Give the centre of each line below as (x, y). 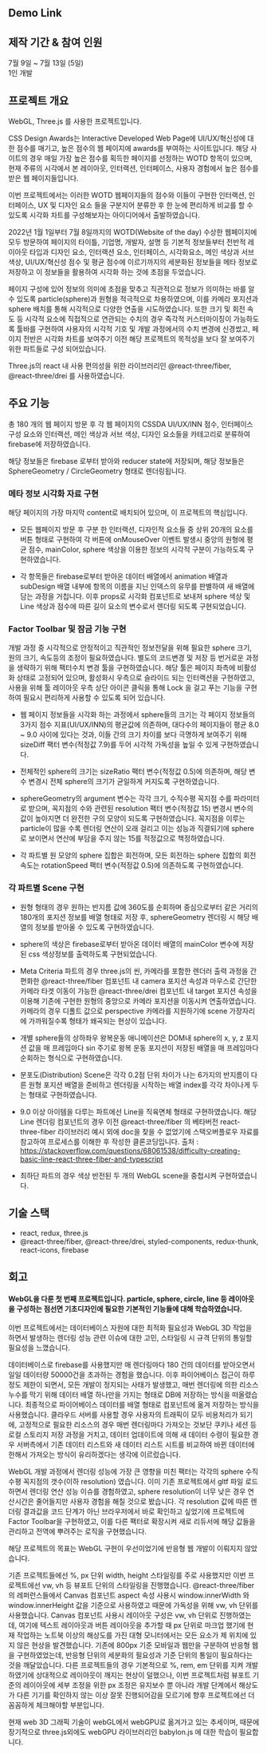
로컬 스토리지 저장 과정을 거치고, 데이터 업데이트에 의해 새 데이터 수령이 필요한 (130, 1435)
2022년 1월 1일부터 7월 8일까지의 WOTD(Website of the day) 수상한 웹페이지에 (133, 232)
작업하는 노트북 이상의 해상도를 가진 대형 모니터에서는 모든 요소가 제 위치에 (132, 1635)
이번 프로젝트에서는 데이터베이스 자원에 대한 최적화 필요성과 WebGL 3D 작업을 (130, 1328)
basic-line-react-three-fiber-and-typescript (91, 1159)
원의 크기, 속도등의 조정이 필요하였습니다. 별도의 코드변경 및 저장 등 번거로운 (126, 658)
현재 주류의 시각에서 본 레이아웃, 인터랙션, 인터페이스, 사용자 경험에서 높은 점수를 (133, 168)
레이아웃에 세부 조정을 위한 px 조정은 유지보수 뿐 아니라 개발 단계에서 (130, 1685)
